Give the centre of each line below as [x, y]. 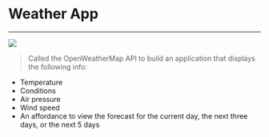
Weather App [53, 14]
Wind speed [40, 108]
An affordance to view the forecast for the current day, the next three [134, 115]
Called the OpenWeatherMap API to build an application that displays [142, 58]
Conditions [38, 90]
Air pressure [40, 99]
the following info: [58, 67]
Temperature [41, 82]
